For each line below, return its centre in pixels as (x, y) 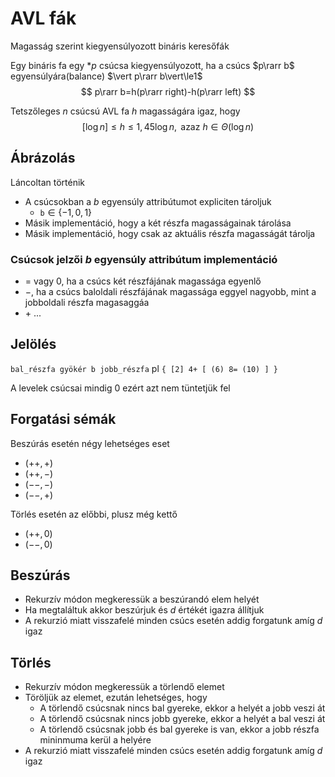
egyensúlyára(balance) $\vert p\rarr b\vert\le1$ (106, 76)
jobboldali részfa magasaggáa (87, 303)
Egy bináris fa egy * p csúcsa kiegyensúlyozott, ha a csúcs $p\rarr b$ (152, 65)
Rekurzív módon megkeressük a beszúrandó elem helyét (142, 599)
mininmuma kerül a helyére (95, 740)
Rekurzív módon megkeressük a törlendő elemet (124, 687)
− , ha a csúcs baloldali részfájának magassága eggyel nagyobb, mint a (170, 292)
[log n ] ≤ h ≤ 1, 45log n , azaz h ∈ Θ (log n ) (168, 126)
